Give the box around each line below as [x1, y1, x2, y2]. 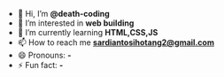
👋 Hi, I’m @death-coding [17, 9, 111, 19]
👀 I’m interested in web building [17, 18, 135, 28]
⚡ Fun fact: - [17, 60, 64, 70]
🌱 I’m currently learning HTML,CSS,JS [17, 27, 158, 37]
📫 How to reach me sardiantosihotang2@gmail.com [17, 37, 215, 48]
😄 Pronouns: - [17, 50, 72, 60]
